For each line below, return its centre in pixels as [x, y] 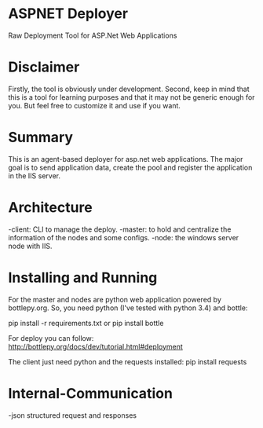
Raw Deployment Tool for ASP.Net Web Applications [93, 35]
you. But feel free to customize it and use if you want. [94, 105]
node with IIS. [30, 246]
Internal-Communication [90, 393]
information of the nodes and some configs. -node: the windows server [124, 237]
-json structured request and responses [73, 415]
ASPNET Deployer [68, 14]
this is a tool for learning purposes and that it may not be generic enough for [131, 97]
